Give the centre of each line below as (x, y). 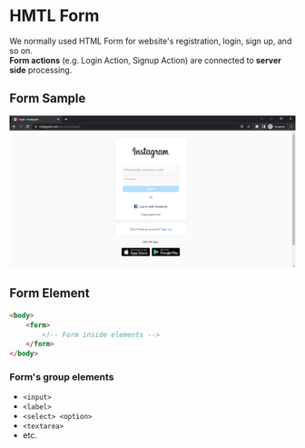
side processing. (41, 70)
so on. (21, 50)
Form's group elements (62, 377)
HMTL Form (54, 16)
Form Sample (48, 99)
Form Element (49, 293)
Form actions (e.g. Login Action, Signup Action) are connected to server (145, 60)
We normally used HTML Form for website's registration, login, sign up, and (151, 41)
